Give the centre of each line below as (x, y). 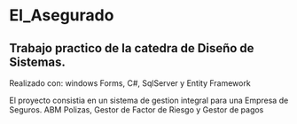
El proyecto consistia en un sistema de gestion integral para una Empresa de (149, 100)
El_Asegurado (62, 15)
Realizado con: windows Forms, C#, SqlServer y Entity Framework (130, 83)
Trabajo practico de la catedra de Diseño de (132, 48)
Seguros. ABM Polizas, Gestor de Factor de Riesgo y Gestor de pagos (137, 110)
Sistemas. (38, 62)
